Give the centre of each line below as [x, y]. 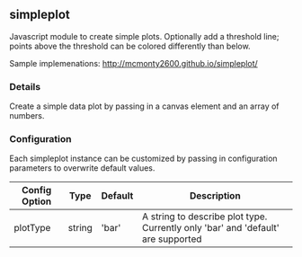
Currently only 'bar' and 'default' [211, 228]
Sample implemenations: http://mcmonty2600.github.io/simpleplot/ [133, 63]
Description [215, 196]
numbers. [27, 116]
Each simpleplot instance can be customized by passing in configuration [143, 159]
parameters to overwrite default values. [82, 168]
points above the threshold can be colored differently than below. [130, 46]
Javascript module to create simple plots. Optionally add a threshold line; [144, 36]
